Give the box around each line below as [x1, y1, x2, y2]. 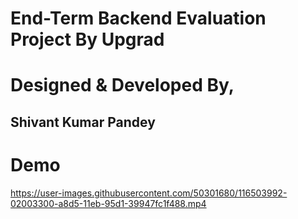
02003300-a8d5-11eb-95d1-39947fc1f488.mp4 [10, 197, 207, 209]
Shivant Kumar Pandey [10, 113, 156, 131]
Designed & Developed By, [10, 74, 235, 97]
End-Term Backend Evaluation [10, 7, 267, 30]
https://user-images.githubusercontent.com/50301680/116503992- [10, 187, 288, 199]
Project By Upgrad [10, 28, 165, 51]
